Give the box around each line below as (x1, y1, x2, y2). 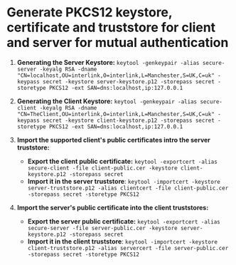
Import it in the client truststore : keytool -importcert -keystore (27, 237, 218, 246)
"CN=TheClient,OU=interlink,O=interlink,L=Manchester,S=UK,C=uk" (16, 110, 215, 118)
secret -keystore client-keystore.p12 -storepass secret (43, 117, 215, 124)
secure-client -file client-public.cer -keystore (27, 165, 178, 172)
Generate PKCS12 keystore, (6, 4, 173, 21)
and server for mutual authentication (6, 35, 229, 51)
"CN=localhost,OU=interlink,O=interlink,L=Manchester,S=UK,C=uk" (16, 72, 215, 79)
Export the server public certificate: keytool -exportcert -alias (27, 217, 221, 225)
